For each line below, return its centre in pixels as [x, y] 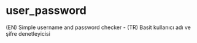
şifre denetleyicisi [28, 33]
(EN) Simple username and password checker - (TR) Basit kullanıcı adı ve [98, 27]
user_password [46, 11]
